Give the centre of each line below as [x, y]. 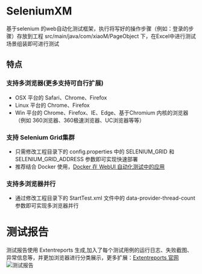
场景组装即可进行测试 [33, 43]
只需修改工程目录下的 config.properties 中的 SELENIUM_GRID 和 [95, 151]
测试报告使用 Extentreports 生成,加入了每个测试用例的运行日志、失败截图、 [99, 250]
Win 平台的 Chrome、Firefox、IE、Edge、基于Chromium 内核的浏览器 [102, 112]
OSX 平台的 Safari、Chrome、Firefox [61, 97]
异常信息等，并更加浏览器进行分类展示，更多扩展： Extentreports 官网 [93, 258]
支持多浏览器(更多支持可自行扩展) [55, 83]
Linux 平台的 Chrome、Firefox [52, 105]
